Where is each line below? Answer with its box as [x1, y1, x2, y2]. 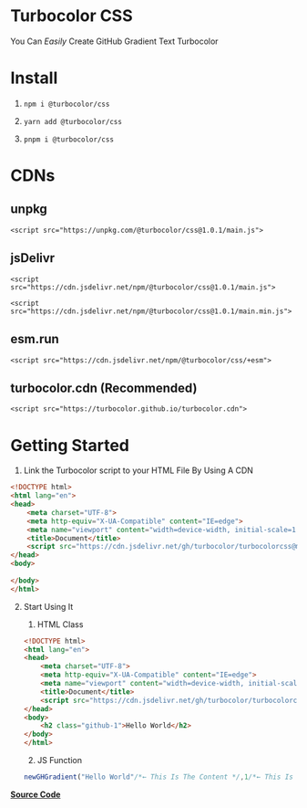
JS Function [36, 755, 83, 765]
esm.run [10, 331, 60, 347]
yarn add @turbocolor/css [23, 117, 122, 126]
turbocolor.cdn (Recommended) [10, 380, 198, 395]
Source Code [10, 789, 61, 800]
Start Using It [23, 601, 74, 612]
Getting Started [10, 435, 130, 456]
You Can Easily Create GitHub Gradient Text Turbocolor [10, 36, 219, 47]
